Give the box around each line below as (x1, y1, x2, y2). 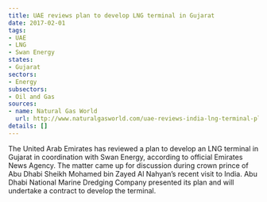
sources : (8, 100, 37, 108)
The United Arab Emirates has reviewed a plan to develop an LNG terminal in (8, 143, 259, 153)
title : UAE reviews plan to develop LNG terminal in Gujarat (8, 11, 215, 20)
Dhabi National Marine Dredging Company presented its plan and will (8, 177, 234, 187)
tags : (8, 26, 26, 34)
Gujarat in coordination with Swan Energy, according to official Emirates (8, 152, 243, 162)
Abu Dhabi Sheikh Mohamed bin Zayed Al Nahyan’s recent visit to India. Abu (8, 169, 258, 178)
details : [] (8, 122, 48, 130)
